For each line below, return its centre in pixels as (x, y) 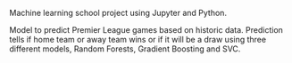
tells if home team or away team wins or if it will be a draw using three (138, 39)
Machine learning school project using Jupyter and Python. (118, 13)
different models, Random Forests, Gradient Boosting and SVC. (125, 49)
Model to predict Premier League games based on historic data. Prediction (146, 30)
